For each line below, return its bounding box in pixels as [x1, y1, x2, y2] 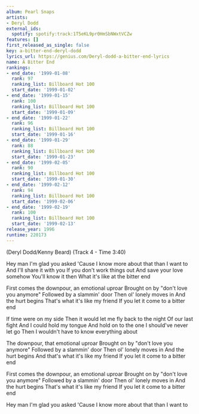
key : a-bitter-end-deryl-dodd [6, 48, 82, 54]
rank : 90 [11, 165, 33, 171]
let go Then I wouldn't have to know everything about [6, 328, 138, 335]
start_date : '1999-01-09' [11, 109, 76, 115]
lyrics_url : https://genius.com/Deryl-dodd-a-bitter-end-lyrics [6, 53, 170, 59]
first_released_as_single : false [6, 43, 90, 49]
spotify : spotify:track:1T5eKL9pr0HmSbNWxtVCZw [11, 31, 133, 37]
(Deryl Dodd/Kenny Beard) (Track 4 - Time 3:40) [6, 248, 126, 256]
